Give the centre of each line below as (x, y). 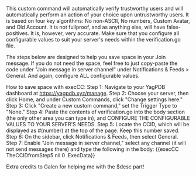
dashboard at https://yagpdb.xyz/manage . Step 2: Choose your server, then (97, 93)
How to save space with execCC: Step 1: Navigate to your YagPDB (86, 87)
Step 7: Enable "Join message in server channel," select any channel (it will (96, 143)
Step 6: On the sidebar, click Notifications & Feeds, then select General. (92, 137)
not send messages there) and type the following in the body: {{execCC (93, 149)
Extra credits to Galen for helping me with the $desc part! (75, 167)
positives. (18, 33)
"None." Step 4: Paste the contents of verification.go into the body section (96, 112)
